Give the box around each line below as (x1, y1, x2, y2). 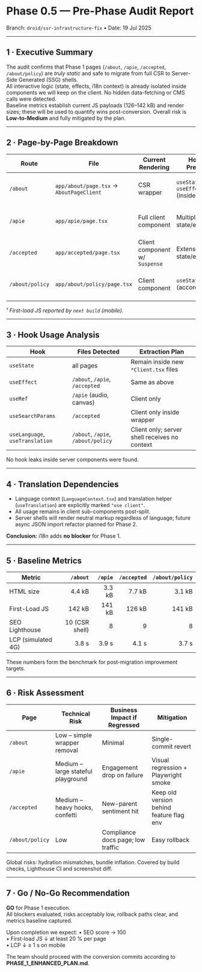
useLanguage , (9, 430, 45, 438)
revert (174, 742, 191, 750)
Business (110, 706, 138, 714)
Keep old (151, 788, 177, 796)
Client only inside (130, 408, 180, 417)
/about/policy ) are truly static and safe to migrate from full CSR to (6, 69, 171, 76)
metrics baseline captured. (6, 917, 73, 924)
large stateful (55, 767, 93, 775)
